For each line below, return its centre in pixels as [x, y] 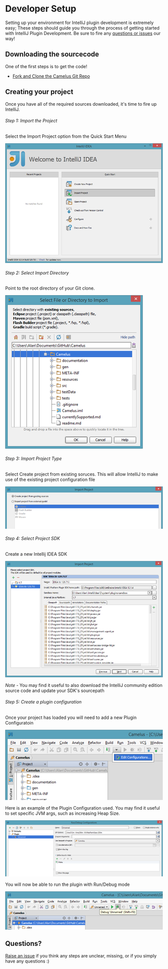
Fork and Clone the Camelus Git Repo [51, 76]
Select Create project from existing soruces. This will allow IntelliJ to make [82, 474]
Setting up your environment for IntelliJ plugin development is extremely [79, 23]
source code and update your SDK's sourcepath [55, 690]
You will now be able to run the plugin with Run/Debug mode [67, 884]
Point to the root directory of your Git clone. [50, 288]
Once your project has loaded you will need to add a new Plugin [71, 717]
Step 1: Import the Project [31, 121]
